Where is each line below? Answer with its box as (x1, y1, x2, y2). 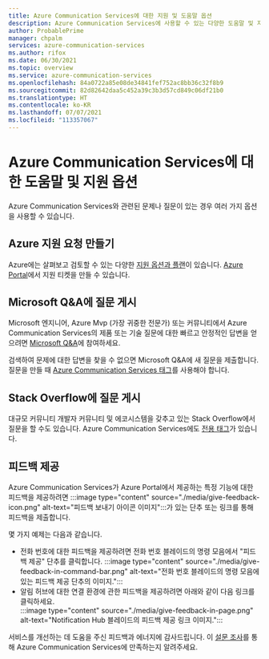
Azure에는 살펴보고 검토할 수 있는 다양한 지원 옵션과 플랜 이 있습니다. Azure (8, 260, 243, 269)
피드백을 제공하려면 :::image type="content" (8, 492, 150, 502)
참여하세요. (86, 338, 121, 348)
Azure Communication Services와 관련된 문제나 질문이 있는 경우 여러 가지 (8, 201, 243, 211)
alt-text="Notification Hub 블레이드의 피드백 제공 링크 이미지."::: (19, 615, 223, 625)
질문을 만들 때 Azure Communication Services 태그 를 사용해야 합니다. (8, 366, 230, 375)
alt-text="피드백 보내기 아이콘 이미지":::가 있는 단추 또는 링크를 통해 (42, 503, 254, 512)
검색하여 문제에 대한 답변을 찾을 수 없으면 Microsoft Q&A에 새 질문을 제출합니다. (8, 355, 259, 365)
